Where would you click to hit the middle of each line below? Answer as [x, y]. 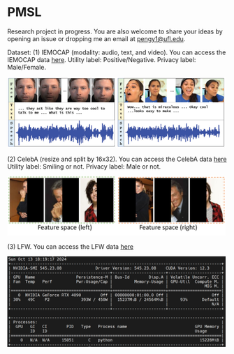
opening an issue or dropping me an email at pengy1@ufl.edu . [96, 38]
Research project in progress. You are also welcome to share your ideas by [115, 31]
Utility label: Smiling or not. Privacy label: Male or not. [84, 167]
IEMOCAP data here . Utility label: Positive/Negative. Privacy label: [102, 59]
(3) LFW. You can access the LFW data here [71, 247]
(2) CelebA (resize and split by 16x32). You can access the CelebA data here [117, 159]
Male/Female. [27, 67]
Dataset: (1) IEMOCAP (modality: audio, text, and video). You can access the [117, 52]
